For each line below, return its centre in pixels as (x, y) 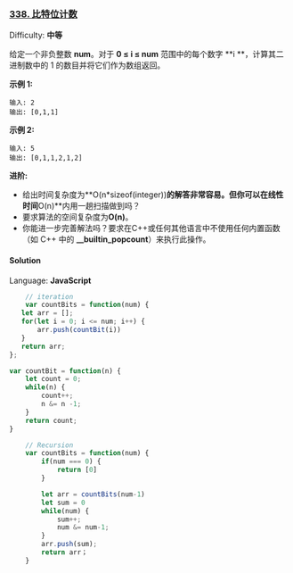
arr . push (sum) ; (69, 544)
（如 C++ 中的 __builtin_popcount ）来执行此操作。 (116, 239)
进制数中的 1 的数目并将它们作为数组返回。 (87, 65)
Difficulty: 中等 (36, 35)
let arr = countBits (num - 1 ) (93, 494)
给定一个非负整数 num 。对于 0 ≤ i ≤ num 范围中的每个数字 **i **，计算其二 (147, 54)
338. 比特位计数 (44, 13)
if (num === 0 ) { (71, 461)
